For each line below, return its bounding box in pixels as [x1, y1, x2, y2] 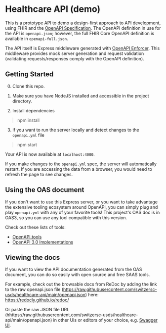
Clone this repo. [12, 83, 45, 89]
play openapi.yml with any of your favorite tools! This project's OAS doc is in [5, 209, 160, 215]
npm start [17, 142, 37, 147]
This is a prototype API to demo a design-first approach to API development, [5, 20, 161, 26]
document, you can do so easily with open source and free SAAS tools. [5, 272, 150, 278]
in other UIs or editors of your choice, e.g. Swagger [53, 317, 158, 323]
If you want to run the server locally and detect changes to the [12, 127, 139, 133]
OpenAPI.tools [12, 234, 42, 239]
